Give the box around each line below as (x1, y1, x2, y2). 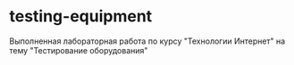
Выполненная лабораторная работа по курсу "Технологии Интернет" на (9, 36, 286, 46)
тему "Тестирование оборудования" (9, 45, 148, 55)
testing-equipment (9, 6, 153, 27)
